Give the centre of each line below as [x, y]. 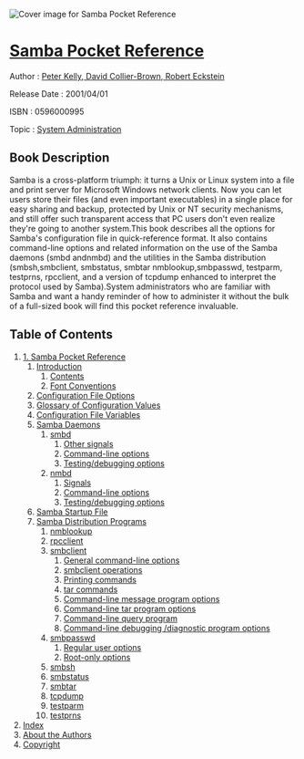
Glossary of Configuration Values [98, 405]
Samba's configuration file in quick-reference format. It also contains [139, 238]
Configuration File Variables [88, 414]
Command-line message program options [142, 598]
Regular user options [102, 647]
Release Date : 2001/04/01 [59, 94]
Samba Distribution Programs [91, 521]
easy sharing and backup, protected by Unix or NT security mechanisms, [147, 209]
